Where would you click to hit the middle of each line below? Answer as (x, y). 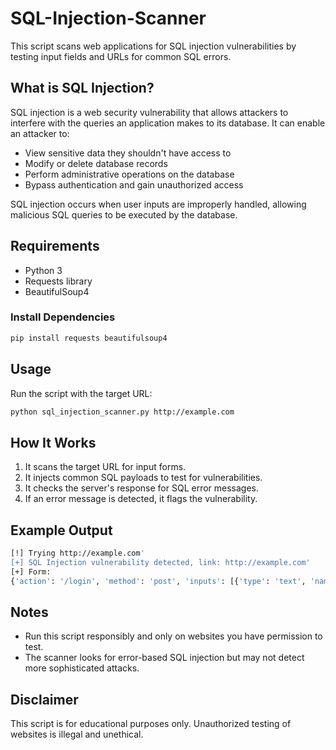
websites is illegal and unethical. (77, 734)
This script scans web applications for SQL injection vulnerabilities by (153, 46)
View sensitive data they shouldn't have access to (128, 153)
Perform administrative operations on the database (129, 174)
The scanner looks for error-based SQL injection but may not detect (164, 658)
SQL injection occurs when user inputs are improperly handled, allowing (158, 204)
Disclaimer (44, 699)
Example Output (61, 530)
